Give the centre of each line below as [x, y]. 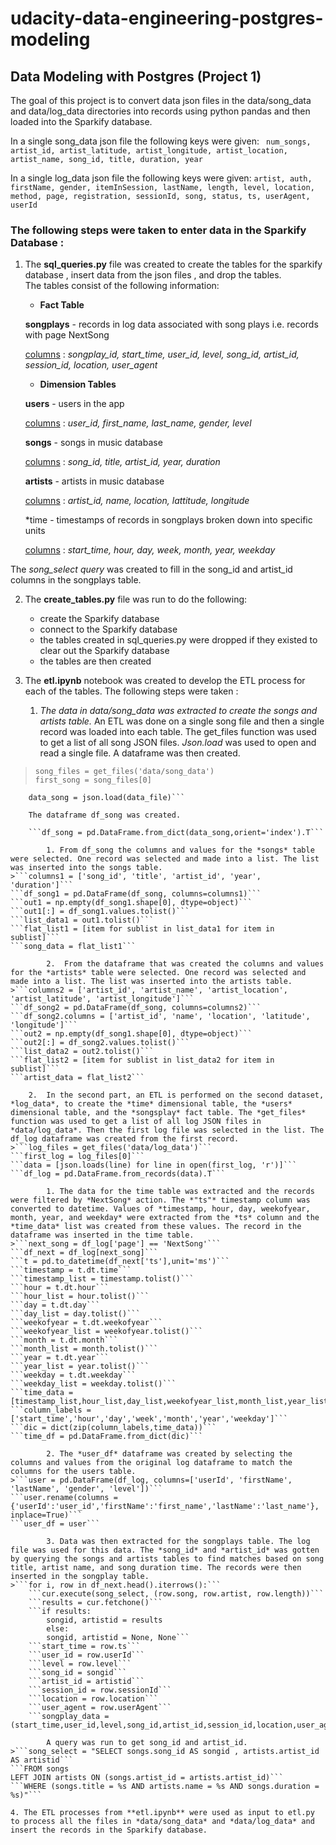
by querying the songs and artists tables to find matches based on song [167, 1559]
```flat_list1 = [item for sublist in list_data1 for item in [142, 929]
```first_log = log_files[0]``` [77, 1157]
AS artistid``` [42, 1760]
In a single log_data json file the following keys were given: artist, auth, [161, 178]
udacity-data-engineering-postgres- [167, 18]
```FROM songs [40, 1769]
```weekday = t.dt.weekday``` [73, 1375]
